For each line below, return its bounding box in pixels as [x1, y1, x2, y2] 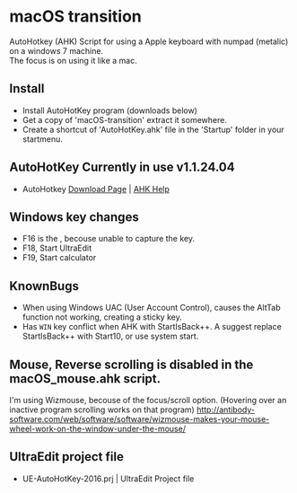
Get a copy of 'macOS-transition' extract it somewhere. [22, 114, 227, 125]
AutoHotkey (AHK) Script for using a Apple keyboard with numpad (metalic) [9, 36, 289, 47]
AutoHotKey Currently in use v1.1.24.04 [9, 160, 235, 175]
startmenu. [22, 133, 63, 145]
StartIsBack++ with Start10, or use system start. [22, 330, 199, 342]
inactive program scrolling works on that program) [9, 404, 195, 415]
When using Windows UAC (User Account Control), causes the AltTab [22, 303, 281, 313]
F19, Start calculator [22, 252, 97, 263]
